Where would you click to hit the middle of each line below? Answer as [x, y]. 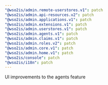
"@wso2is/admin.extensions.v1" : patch [46, 24]
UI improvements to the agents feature [45, 77]
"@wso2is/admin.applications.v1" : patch [48, 19]
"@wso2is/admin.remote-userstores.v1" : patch [54, 10]
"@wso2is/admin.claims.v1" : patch [42, 39]
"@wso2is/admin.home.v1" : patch [39, 53]
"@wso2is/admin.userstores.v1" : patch [46, 29]
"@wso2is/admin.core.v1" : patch [39, 48]
